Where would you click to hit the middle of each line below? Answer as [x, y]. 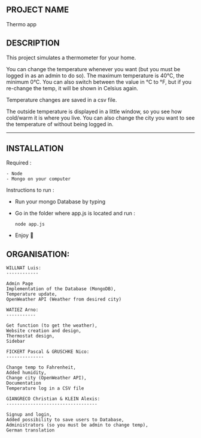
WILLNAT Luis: [24, 268]
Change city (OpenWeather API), [46, 378]
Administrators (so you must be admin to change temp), [77, 425]
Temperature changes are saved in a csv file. [62, 100]
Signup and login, [29, 415]
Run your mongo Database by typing [60, 202]
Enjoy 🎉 [24, 235]
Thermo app [22, 24]
